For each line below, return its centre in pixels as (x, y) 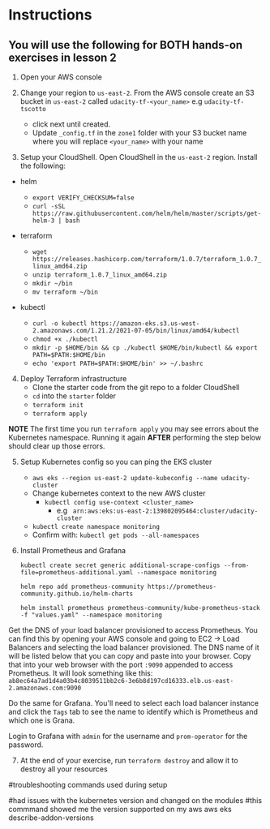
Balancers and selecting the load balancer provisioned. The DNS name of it (134, 647)
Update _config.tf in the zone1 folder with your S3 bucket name (139, 133)
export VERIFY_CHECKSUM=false (84, 198)
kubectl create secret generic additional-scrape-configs (120, 565)
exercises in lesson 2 (63, 57)
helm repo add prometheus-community (82, 586)
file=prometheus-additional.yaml (77, 573)
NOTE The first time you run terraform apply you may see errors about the (134, 429)
